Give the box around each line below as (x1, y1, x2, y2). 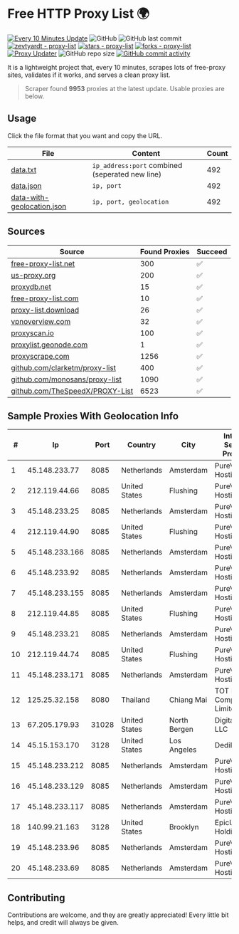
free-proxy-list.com (11, 293, 80, 303)
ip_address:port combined (92, 160, 183, 170)
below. (24, 92, 45, 100)
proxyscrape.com (11, 351, 70, 361)
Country (127, 440, 156, 450)
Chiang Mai (169, 695, 208, 705)
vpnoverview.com (11, 316, 71, 326)
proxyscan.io (11, 328, 55, 338)
